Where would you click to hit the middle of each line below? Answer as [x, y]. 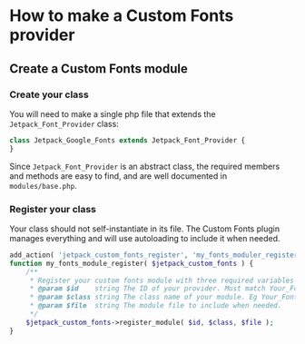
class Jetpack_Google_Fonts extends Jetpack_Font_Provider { [128, 140]
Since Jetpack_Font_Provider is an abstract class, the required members [145, 166]
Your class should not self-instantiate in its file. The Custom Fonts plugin [144, 229]
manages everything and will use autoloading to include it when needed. [145, 238]
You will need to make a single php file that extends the [113, 113]
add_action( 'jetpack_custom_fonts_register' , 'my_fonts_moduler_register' [156, 255]
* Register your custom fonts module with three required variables [162, 280]
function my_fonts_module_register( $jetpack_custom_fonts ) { [132, 263]
